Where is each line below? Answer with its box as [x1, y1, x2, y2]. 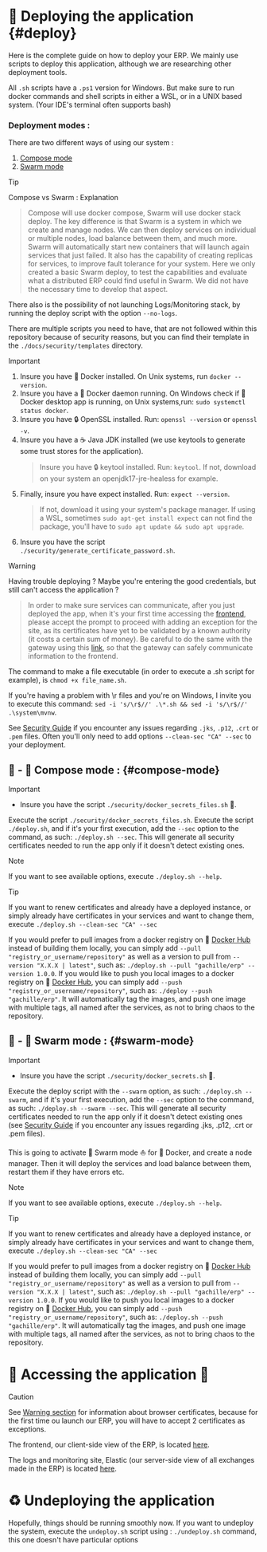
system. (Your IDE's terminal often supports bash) [8, 100, 172, 109]
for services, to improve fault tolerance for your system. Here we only [27, 259, 256, 269]
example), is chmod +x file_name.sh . [8, 676, 127, 685]
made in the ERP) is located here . [8, 1463, 118, 1473]
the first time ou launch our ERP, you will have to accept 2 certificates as [8, 1416, 246, 1425]
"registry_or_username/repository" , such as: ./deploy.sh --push [8, 1312, 224, 1322]
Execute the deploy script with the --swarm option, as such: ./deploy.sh [8, 1086, 242, 1096]
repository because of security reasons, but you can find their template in [8, 333, 250, 342]
